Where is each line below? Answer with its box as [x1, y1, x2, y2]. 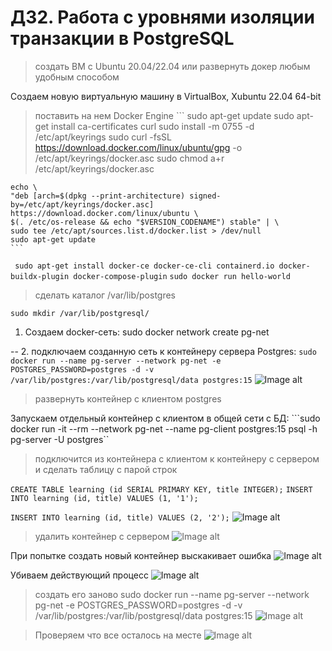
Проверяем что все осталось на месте [34, 629, 202, 641]
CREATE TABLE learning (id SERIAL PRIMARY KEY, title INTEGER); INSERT [10, 484, 313, 495]
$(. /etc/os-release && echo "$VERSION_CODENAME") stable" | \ [10, 217, 280, 227]
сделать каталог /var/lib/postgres [34, 289, 176, 301]
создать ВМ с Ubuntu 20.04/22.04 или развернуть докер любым [34, 60, 311, 72]
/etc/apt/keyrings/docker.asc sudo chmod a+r [34, 152, 225, 164]
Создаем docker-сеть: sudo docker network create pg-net [24, 326, 270, 338]
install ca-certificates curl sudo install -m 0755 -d [51, 120, 255, 132]
